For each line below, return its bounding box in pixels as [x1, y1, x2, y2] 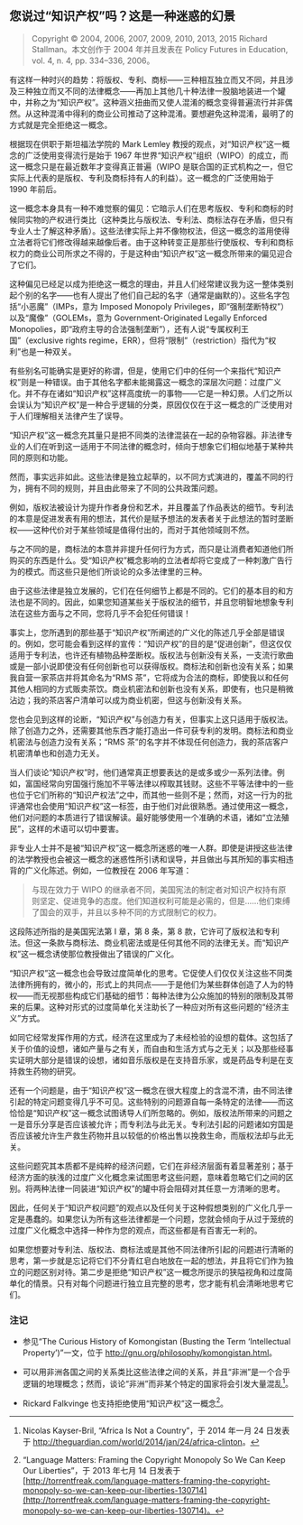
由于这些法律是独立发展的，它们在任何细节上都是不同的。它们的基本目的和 [9, 585, 286, 596]
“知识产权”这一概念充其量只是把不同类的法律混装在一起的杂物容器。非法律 [9, 430, 286, 440]
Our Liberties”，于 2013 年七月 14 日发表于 [22, 1465, 181, 1476]
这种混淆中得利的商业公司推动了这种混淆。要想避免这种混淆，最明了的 [32, 107, 294, 119]
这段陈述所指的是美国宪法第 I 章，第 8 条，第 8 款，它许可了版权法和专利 [9, 926, 280, 937]
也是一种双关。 [21, 346, 77, 356]
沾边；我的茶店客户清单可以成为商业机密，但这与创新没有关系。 [9, 694, 246, 706]
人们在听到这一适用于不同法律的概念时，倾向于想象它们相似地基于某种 [24, 440, 286, 451]
